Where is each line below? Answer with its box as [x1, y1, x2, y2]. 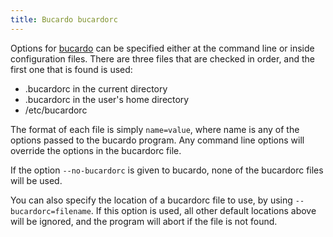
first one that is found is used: [10, 63, 133, 75]
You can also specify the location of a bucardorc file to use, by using [10, 194, 293, 206]
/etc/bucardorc [24, 104, 88, 116]
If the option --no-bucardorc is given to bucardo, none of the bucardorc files [10, 164, 324, 176]
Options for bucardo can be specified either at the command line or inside [10, 42, 315, 54]
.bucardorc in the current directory [24, 82, 168, 95]
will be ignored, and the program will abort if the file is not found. [10, 215, 278, 227]
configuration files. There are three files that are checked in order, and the [10, 52, 316, 65]
